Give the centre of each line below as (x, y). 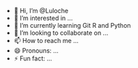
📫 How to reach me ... (46, 41)
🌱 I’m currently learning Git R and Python (72, 25)
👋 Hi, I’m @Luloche (41, 11)
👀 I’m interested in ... (43, 18)
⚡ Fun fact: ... (33, 58)
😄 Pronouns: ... (36, 51)
